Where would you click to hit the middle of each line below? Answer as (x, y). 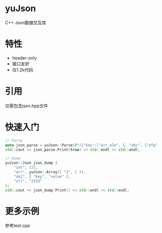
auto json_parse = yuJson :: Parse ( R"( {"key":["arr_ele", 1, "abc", (74, 145)
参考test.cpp (18, 226)
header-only (25, 58)
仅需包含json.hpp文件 (27, 106)
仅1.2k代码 (22, 70)
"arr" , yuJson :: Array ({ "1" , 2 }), (50, 172)
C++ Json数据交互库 (26, 22)
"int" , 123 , (26, 168)
